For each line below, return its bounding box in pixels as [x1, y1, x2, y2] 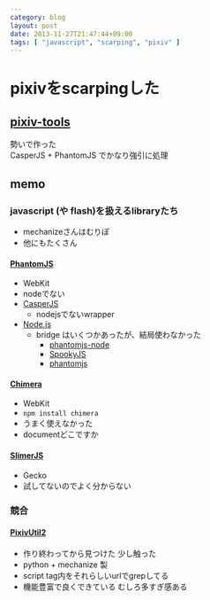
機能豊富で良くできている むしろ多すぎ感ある [22, 581, 188, 592]
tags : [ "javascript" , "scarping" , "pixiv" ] [10, 37, 180, 47]
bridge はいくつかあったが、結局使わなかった [35, 330, 201, 340]
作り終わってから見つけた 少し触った [22, 548, 157, 558]
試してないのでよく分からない [22, 480, 131, 491]
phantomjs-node [49, 339, 110, 350]
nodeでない [22, 289, 65, 300]
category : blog [10, 12, 66, 22]
